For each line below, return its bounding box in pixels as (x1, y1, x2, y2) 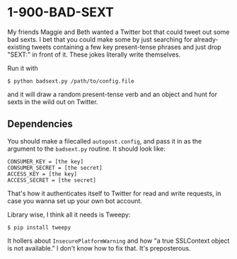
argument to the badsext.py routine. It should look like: (7, 144, 166, 153)
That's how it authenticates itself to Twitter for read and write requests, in (7, 189, 221, 197)
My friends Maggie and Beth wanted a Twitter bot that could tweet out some (7, 28, 230, 36)
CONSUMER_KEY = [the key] (7, 158, 83, 165)
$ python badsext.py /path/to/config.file (7, 77, 134, 85)
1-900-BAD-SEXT (7, 4, 115, 21)
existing (7, 42, 30, 51)
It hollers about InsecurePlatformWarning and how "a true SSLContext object (7, 236, 230, 245)
